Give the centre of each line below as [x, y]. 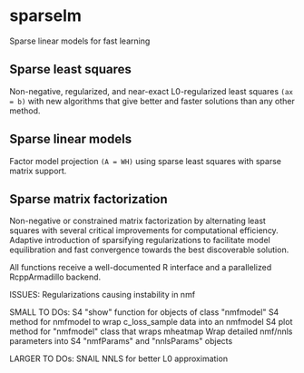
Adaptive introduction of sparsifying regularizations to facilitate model [140, 240]
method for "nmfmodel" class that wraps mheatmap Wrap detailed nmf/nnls [151, 331]
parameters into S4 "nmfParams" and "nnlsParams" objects [121, 341]
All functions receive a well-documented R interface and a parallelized [141, 268]
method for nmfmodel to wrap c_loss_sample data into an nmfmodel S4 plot [151, 322]
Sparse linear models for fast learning [80, 41]
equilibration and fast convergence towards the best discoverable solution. [149, 250]
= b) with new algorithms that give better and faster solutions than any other [152, 101]
